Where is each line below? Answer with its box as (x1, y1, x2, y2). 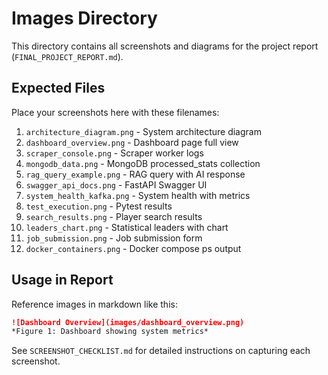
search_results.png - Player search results (25, 210, 203, 222)
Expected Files (11, 80, 106, 97)
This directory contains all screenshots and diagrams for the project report (11, 40, 319, 52)
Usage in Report (11, 272, 114, 289)
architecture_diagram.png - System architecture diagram (25, 125, 262, 137)
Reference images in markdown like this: (11, 298, 178, 310)
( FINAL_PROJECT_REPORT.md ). (11, 50, 124, 62)
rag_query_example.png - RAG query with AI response (25, 168, 246, 180)
